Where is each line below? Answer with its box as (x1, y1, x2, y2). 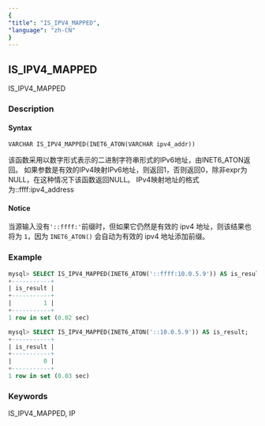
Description (8, 103, 54, 114)
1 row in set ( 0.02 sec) (8, 313, 90, 322)
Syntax (8, 123, 32, 133)
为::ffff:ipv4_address (8, 185, 75, 194)
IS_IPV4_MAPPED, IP (8, 409, 77, 418)
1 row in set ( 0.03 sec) (8, 372, 90, 380)
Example (8, 252, 43, 263)
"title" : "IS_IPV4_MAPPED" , (8, 19, 101, 27)
